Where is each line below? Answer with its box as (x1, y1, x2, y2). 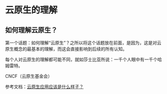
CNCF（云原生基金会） (5, 73, 53, 79)
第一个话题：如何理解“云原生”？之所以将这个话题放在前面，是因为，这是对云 (5, 40, 162, 46)
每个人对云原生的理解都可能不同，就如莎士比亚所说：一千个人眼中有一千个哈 (5, 56, 162, 62)
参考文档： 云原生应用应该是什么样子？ (5, 84, 83, 90)
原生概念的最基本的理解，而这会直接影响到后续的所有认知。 (5, 46, 127, 52)
